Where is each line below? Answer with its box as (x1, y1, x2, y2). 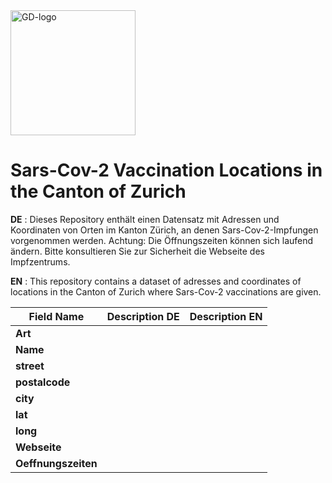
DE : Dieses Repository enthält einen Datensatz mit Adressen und (10, 213, 280, 225)
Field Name (28, 309, 85, 323)
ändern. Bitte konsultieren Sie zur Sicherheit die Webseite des (10, 245, 265, 257)
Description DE (106, 309, 180, 323)
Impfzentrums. (10, 255, 71, 268)
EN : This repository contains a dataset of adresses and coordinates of (10, 275, 302, 287)
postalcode (15, 375, 71, 389)
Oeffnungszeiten (15, 456, 98, 470)
